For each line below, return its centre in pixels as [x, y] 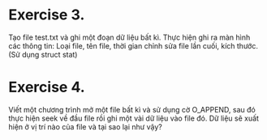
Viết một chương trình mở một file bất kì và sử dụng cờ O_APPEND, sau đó [132, 109]
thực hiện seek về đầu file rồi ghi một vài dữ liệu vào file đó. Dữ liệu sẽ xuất [134, 118]
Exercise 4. [47, 87]
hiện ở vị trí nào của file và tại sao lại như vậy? [85, 126]
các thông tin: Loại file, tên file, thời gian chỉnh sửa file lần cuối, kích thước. [133, 45]
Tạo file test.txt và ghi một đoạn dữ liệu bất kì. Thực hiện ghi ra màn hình [129, 37]
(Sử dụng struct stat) [43, 54]
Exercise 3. [47, 15]
